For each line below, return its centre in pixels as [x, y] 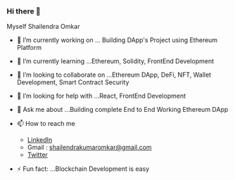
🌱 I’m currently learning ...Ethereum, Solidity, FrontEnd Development [115, 61]
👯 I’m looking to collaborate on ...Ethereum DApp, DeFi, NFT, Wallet [114, 75]
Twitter [38, 155]
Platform [29, 48]
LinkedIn [40, 140]
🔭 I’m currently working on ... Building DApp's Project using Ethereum [117, 40]
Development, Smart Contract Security [73, 82]
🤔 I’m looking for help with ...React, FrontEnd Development [101, 96]
